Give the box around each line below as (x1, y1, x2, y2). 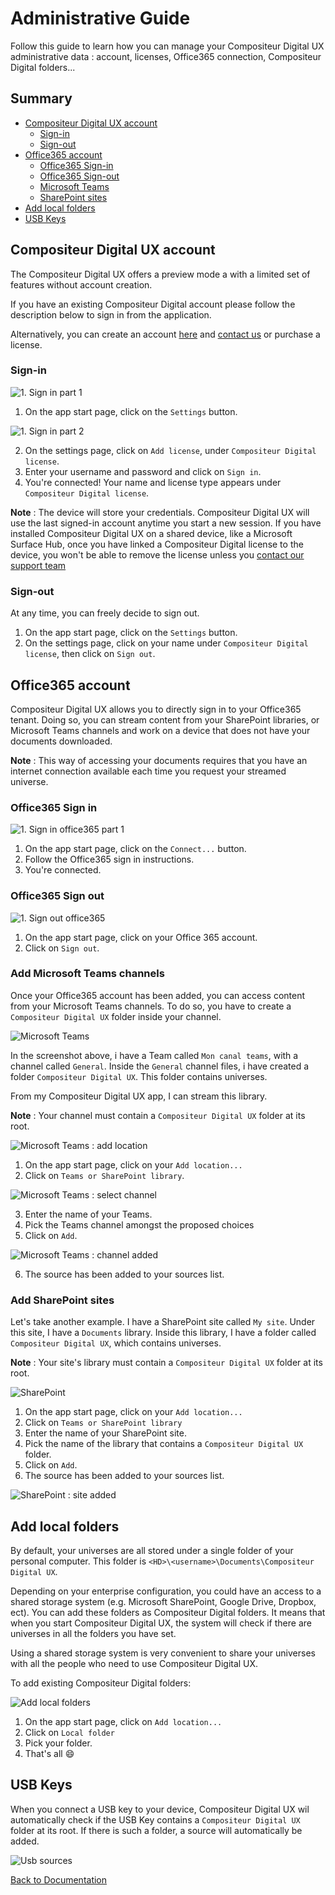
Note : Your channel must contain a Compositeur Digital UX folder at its (10, 1109, 306, 1121)
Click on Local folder (24, 1726, 115, 1738)
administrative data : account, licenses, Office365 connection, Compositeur (10, 50, 322, 62)
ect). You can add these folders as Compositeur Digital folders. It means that (10, 1606, 326, 1618)
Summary (10, 90, 73, 107)
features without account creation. (10, 278, 153, 291)
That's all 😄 (24, 1747, 75, 1759)
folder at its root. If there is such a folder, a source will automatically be (10, 1824, 303, 1836)
